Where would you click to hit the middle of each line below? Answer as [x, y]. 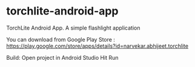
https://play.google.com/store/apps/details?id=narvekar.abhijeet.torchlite [97, 46]
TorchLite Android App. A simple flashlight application [73, 28]
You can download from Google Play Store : [61, 39]
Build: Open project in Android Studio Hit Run [62, 57]
